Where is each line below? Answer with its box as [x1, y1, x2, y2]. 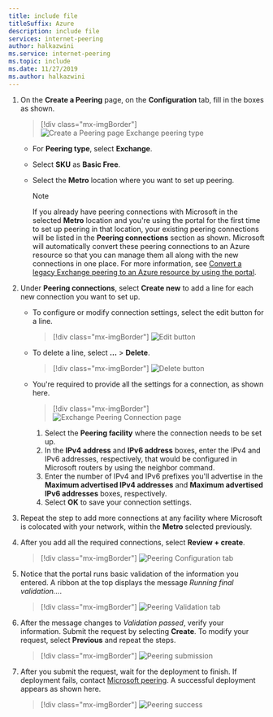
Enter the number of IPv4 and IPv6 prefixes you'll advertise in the [44, 471, 263, 481]
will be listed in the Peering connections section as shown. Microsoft [32, 233, 265, 243]
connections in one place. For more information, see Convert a [32, 258, 242, 269]
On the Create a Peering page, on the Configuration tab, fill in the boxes [19, 94, 264, 104]
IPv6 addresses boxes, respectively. [44, 488, 167, 498]
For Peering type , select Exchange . [32, 143, 153, 153]
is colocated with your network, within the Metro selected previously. [19, 522, 253, 531]
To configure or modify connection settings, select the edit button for [32, 307, 264, 317]
